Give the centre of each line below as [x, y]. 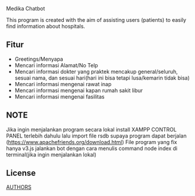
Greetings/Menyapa [39, 59]
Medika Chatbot [26, 9]
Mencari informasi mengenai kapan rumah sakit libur [79, 90]
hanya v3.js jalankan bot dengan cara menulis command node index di [92, 148]
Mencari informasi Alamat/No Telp [56, 65]
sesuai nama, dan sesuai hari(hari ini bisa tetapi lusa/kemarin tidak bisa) [102, 78]
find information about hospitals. [46, 26]
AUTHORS [19, 187]
